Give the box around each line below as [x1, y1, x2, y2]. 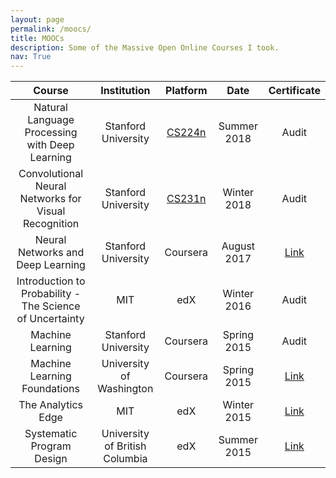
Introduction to [16, 274, 86, 288]
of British [104, 439, 147, 453]
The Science [21, 299, 81, 313]
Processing [24, 126, 78, 140]
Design [34, 452, 68, 466]
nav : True [10, 52, 52, 62]
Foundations [21, 382, 80, 396]
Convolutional [18, 167, 84, 181]
